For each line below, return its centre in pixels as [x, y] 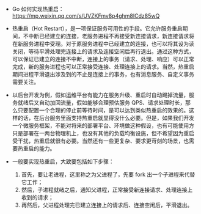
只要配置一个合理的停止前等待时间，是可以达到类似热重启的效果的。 [103, 110]
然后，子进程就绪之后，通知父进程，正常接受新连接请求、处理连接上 [107, 190]
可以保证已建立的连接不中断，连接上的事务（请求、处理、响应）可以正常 [103, 59]
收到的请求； [37, 197]
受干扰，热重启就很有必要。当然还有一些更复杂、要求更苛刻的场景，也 [100, 141]
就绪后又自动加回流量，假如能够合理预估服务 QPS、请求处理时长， [101, 102]
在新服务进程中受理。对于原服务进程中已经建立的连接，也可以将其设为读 [103, 44]
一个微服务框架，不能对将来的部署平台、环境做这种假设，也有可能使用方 [103, 125]
